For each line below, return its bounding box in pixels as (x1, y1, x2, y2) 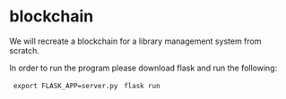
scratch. (9, 45, 40, 55)
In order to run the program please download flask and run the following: (9, 62, 278, 73)
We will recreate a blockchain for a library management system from (9, 36, 262, 46)
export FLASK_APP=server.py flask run (13, 81, 160, 90)
